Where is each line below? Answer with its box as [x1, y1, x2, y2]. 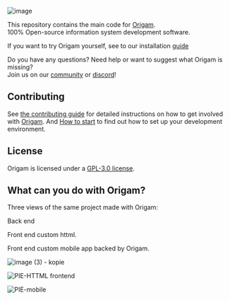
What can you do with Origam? [7, 185, 146, 197]
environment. [7, 125, 46, 133]
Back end [7, 217, 35, 226]
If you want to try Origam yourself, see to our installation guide [7, 42, 189, 50]
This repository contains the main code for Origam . [7, 21, 156, 28]
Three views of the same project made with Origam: [7, 203, 159, 212]
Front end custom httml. [7, 231, 77, 239]
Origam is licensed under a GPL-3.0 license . [7, 163, 135, 173]
